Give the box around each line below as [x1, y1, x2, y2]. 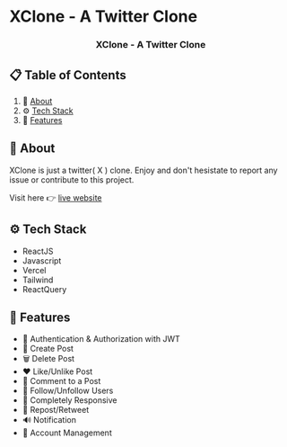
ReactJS [22, 246, 54, 256]
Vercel [22, 264, 47, 275]
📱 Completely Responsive [22, 395, 117, 406]
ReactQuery [22, 283, 67, 294]
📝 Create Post [22, 344, 74, 354]
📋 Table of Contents [9, 67, 127, 83]
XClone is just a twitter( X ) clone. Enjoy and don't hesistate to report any [9, 165, 278, 175]
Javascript [22, 255, 62, 266]
